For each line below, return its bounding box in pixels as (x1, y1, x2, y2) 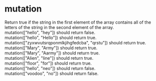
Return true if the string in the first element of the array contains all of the (4, 19, 151, 25)
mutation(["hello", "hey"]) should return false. (4, 29, 96, 35)
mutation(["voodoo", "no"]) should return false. (4, 70, 99, 76)
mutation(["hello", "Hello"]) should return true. (4, 35, 97, 40)
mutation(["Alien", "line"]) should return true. (4, 55, 94, 61)
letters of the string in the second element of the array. (4, 24, 114, 30)
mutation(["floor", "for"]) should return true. (4, 60, 92, 66)
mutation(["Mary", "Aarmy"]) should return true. (4, 50, 100, 56)
